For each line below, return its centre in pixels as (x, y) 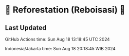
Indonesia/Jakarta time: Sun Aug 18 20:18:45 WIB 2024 (60, 49)
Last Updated (26, 28)
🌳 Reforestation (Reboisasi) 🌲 (65, 10)
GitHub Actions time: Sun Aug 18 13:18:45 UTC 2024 (57, 39)
